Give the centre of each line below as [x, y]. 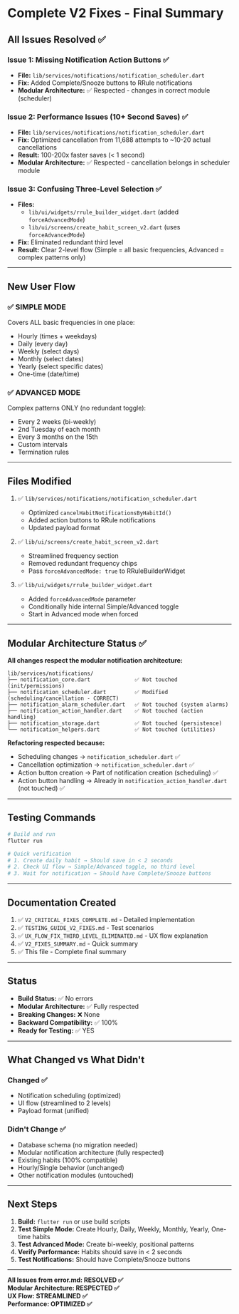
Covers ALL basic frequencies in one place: [71, 323]
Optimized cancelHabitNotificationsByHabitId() [100, 513]
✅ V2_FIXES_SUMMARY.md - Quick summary [78, 943]
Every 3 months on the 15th [58, 437]
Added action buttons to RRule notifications [92, 520]
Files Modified [40, 481]
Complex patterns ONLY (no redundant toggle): [77, 408]
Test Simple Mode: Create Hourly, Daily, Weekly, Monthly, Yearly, [113, 1229]
